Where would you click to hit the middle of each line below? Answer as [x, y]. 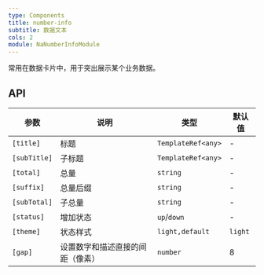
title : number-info [40, 23]
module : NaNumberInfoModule [54, 45]
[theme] [26, 231]
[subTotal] [32, 202]
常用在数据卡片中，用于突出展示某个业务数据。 [84, 68]
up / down [170, 217]
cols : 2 [21, 37]
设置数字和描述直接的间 [103, 247]
